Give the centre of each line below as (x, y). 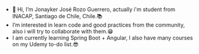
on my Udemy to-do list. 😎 (45, 44)
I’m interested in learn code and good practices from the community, (98, 25)
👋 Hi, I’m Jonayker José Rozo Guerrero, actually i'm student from (94, 9)
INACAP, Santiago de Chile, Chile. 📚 (57, 16)
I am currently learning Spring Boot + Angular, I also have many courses (103, 38)
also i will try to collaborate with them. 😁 (63, 31)
